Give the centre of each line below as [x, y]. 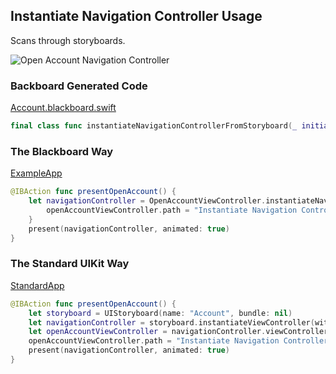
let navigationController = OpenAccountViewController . [147, 201]
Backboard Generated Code [79, 86]
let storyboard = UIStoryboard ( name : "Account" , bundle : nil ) [160, 313]
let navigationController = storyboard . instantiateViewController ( [171, 322]
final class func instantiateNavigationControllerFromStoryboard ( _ [154, 126]
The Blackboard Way [62, 151]
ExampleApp [36, 173]
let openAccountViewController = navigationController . [147, 332]
